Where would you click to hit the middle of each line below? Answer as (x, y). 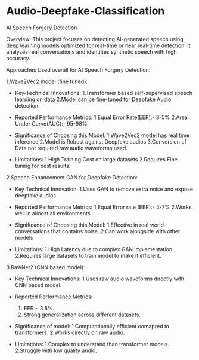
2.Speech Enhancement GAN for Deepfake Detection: (72, 177)
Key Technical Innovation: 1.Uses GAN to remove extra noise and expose (104, 189)
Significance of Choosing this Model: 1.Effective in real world (89, 225)
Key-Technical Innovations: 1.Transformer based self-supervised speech (103, 93)
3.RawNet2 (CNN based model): (46, 267)
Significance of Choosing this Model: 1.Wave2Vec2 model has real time (102, 135)
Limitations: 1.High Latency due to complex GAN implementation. (94, 249)
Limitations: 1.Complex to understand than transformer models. (92, 344)
